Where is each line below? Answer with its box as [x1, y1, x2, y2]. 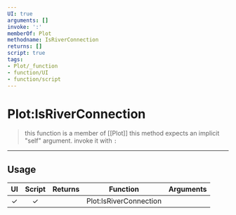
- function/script [7, 75, 61, 83]
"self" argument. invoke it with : [24, 136, 117, 145]
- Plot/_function [7, 63, 58, 70]
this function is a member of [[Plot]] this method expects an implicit [24, 129, 220, 138]
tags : [7, 56, 23, 63]
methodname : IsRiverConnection [7, 37, 99, 44]
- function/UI [7, 69, 49, 76]
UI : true [7, 10, 33, 18]
